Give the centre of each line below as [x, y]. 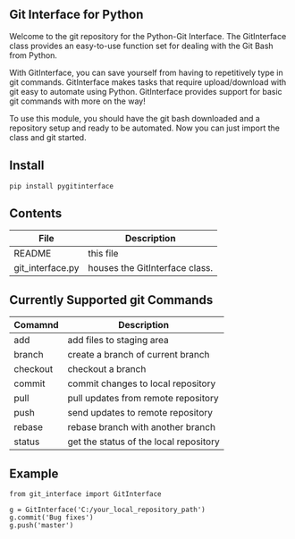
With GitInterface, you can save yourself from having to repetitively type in [146, 72]
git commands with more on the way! [77, 101]
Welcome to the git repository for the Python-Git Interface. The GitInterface [148, 36]
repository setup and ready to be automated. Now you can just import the [144, 128]
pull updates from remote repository [143, 399]
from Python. [34, 55]
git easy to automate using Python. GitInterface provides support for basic [146, 91]
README [33, 254]
